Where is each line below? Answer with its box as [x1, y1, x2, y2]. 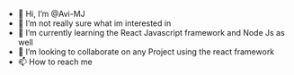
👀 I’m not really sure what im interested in [17, 18, 172, 29]
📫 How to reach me [17, 56, 93, 67]
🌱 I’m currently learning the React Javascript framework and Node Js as [17, 28, 285, 37]
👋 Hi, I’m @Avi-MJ [17, 9, 85, 19]
